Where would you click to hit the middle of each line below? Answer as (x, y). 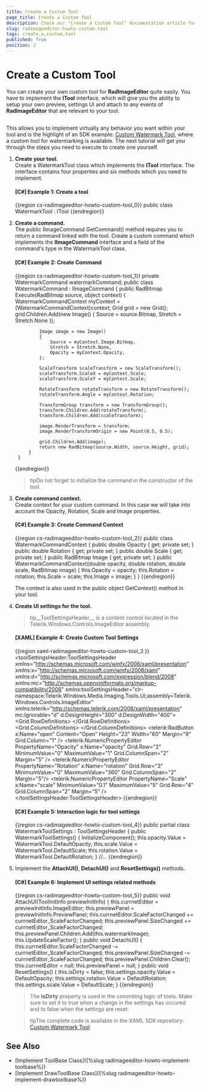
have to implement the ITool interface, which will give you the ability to (93, 98)
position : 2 (21, 46)
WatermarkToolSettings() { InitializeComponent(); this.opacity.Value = (100, 837)
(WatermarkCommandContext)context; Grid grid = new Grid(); (92, 307)
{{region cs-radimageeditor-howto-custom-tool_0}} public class (94, 205)
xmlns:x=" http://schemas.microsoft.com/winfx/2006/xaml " (87, 671)
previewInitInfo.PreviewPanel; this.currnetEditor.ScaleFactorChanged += (104, 915)
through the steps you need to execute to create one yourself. (82, 147)
